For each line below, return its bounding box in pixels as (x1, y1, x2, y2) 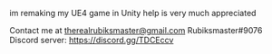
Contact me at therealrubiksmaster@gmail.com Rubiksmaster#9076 (9, 25, 263, 35)
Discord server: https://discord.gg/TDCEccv (9, 35, 174, 45)
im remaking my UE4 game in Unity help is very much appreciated (9, 8, 257, 18)
